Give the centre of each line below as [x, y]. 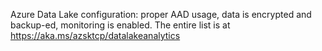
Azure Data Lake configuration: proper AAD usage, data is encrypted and [161, 14]
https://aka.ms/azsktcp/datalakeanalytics [95, 35]
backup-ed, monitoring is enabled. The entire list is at [120, 25]
